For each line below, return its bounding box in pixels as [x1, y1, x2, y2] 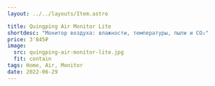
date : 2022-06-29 [7, 68, 58, 76]
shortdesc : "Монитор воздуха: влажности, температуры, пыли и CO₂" [7, 29, 209, 36]
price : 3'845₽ [7, 36, 49, 43]
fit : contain [13, 55, 52, 63]
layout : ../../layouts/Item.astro [7, 10, 109, 17]
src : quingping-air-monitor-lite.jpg [13, 49, 124, 56]
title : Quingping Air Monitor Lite [7, 22, 112, 30]
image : [7, 43, 27, 50]
